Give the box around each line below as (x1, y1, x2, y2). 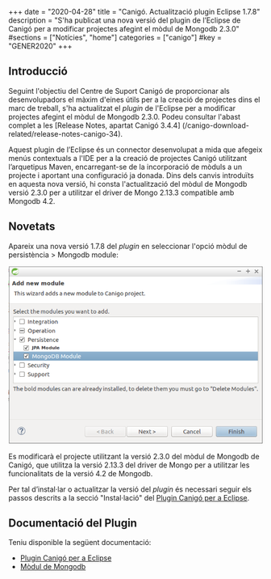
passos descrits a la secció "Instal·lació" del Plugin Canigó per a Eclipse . (8, 492, 250, 502)
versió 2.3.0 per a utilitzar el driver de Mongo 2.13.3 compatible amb (8, 188, 235, 197)
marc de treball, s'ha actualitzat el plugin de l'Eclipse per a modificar (8, 103, 236, 112)
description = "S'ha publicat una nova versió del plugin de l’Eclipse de (8, 15, 241, 25)
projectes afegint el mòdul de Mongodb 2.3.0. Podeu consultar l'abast (8, 112, 240, 121)
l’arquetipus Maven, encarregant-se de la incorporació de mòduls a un (8, 162, 243, 171)
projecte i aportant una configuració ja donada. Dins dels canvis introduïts (8, 170, 254, 180)
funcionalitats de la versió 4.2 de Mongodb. (8, 468, 153, 478)
